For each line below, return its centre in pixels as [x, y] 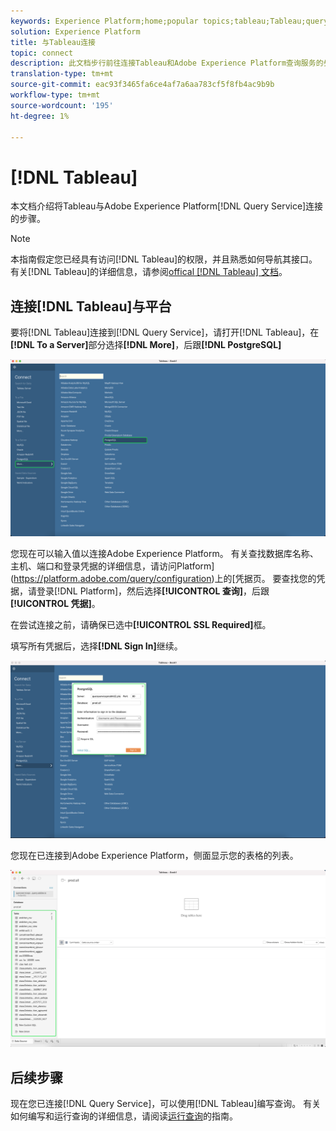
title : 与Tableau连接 [53, 42]
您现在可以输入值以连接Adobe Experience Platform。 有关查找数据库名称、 [164, 553]
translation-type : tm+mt [62, 74]
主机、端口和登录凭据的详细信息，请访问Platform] [112, 566]
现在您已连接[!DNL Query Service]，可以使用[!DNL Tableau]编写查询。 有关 [166, 1103]
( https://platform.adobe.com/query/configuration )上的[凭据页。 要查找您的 [163, 578]
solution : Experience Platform [75, 31]
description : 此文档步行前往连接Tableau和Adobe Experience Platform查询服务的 [167, 63]
